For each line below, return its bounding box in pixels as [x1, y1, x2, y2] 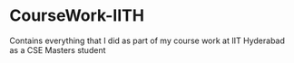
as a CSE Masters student [9, 44, 106, 55]
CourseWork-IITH [9, 5, 145, 26]
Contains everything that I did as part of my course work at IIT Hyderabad [9, 35, 286, 46]
